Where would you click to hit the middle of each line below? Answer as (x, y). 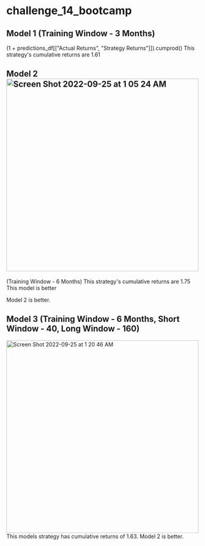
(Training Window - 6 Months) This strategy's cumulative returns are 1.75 (99, 281)
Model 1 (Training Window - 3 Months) (81, 33)
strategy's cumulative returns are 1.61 (54, 55)
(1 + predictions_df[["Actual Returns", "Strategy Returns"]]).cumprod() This (100, 48)
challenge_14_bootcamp (69, 11)
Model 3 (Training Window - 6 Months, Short (93, 319)
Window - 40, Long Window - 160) (73, 329)
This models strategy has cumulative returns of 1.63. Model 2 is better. (95, 536)
